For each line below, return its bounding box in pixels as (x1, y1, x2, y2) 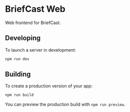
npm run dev (5, 56, 29, 61)
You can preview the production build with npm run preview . (5, 102, 126, 108)
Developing (5, 34, 41, 42)
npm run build (5, 92, 34, 98)
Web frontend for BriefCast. (5, 20, 61, 26)
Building (5, 70, 31, 79)
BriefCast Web (5, 3, 65, 15)
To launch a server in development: (5, 47, 76, 53)
